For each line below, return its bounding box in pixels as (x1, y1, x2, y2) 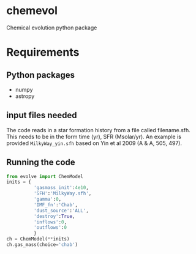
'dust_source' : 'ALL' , (33, 207, 89, 214)
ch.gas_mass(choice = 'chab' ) (6, 242, 78, 248)
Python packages (6, 70, 75, 80)
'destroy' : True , (33, 213, 75, 219)
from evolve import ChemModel (6, 173, 84, 179)
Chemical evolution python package (6, 24, 97, 31)
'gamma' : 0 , (33, 196, 62, 203)
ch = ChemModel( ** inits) (6, 236, 70, 242)
